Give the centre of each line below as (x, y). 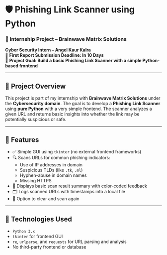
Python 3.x (24, 231)
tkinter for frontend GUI (38, 236)
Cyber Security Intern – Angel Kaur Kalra (48, 50)
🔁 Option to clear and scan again (46, 199)
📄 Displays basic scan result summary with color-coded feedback (80, 186)
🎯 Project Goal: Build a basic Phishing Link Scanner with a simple (73, 61)
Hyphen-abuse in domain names (53, 175)
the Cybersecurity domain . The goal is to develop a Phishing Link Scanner (83, 104)
